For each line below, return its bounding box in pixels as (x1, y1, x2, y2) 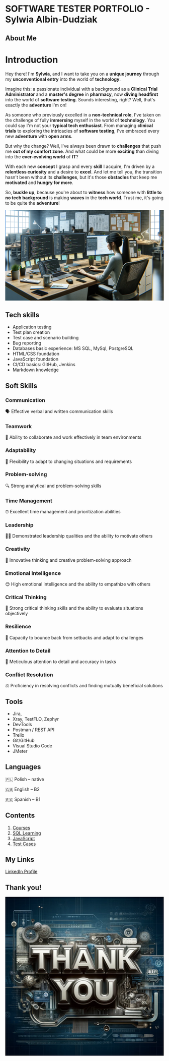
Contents (5, 811, 35, 820)
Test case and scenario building (12, 335, 79, 341)
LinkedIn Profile (5, 868, 38, 875)
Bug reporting (12, 340, 42, 346)
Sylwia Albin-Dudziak (5, 14, 98, 25)
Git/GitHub (12, 737, 35, 744)
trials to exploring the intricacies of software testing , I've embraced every (5, 128, 159, 134)
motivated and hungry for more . (5, 180, 74, 186)
